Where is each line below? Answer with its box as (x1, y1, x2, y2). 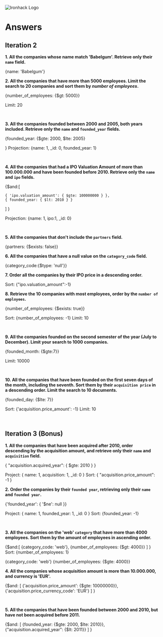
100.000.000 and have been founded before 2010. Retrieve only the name (5, 169, 155, 175)
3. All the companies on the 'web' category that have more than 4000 (5, 529, 147, 535)
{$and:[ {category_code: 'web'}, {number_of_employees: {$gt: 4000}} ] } (5, 544, 151, 550)
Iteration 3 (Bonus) (5, 429, 63, 438)
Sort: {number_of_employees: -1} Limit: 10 (5, 315, 89, 321)
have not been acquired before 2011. (5, 612, 80, 618)
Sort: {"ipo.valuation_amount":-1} (5, 282, 72, 287)
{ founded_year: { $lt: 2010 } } (5, 197, 73, 202)
